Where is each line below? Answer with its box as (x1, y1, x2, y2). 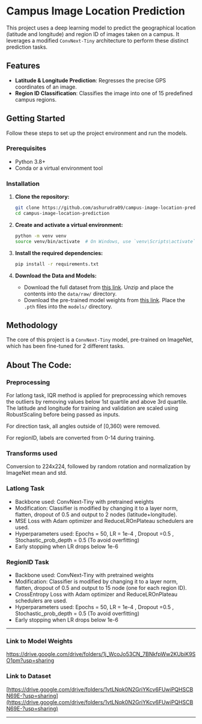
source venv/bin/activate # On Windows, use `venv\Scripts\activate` (14, 238, 196, 244)
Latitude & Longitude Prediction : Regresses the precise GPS (14, 76, 167, 84)
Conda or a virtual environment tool (14, 164, 103, 172)
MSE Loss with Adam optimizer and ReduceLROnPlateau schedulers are (14, 517, 194, 524)
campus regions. (14, 96, 57, 103)
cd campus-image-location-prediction (14, 211, 110, 217)
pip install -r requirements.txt (14, 261, 99, 267)
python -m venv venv (14, 233, 67, 239)
